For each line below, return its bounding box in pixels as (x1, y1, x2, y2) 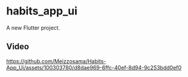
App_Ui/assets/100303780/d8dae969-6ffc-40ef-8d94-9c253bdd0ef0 (6, 64, 182, 71)
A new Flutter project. (6, 24, 60, 31)
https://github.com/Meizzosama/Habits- (6, 57, 106, 64)
